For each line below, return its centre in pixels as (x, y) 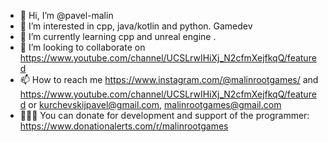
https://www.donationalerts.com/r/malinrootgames (124, 126)
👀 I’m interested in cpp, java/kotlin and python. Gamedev (136, 26)
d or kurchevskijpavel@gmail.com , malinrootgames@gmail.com (150, 104)
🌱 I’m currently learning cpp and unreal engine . (118, 36)
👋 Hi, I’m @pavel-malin (66, 15)
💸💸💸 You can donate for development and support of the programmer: (164, 115)
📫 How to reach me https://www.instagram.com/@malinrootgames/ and (169, 79)
